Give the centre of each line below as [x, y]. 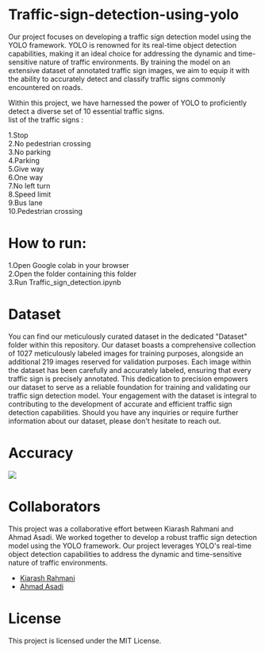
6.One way [26, 177]
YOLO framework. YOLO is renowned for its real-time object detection [122, 45]
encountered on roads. [46, 87]
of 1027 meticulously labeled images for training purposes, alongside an [126, 353]
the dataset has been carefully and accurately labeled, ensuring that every [130, 370]
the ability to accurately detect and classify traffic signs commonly [117, 79]
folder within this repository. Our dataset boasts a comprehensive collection [132, 344]
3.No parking [30, 152]
